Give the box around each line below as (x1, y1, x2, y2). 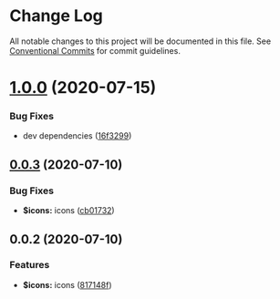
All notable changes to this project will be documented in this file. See (9, 36, 272, 46)
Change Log (9, 5, 103, 26)
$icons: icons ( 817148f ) (22, 279, 112, 290)
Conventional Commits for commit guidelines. (9, 45, 181, 56)
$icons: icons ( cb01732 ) (22, 205, 116, 216)
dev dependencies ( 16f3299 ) (22, 130, 132, 141)
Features (9, 259, 50, 272)
